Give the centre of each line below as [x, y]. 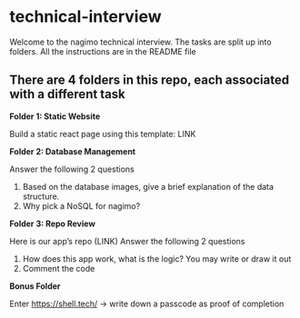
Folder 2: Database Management [73, 151]
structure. [41, 196]
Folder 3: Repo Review [52, 224]
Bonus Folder [35, 286]
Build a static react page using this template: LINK [103, 134]
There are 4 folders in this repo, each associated [149, 80]
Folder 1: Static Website [55, 116]
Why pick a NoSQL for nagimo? [81, 205]
